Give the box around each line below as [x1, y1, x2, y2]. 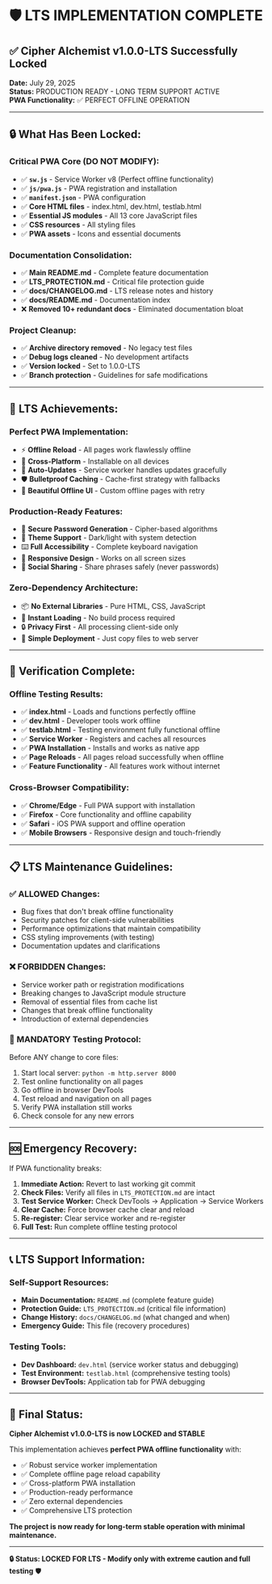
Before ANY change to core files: [9, 1052, 119, 1062]
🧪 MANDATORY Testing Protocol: [9, 1034, 142, 1046]
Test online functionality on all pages [20, 1076, 144, 1086]
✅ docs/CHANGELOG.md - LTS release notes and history [20, 286, 214, 295]
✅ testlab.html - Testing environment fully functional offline [20, 725, 220, 735]
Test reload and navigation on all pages [20, 1093, 153, 1103]
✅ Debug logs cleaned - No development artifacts [20, 352, 189, 362]
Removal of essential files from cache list [20, 996, 158, 1006]
